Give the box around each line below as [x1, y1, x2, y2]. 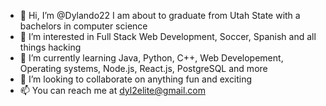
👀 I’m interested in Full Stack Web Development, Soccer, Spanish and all [19, 31, 317, 42]
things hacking [19, 41, 82, 53]
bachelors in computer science [19, 20, 148, 32]
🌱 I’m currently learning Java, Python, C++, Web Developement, [19, 52, 284, 64]
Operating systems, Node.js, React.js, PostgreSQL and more [19, 63, 268, 74]
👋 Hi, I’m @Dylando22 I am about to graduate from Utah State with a [19, 10, 301, 21]
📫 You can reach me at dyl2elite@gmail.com [19, 85, 206, 96]
